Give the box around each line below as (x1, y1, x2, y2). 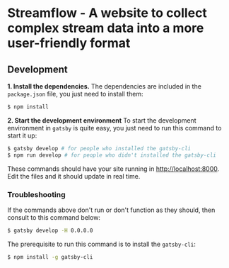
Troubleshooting (7, 189, 66, 199)
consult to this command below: (7, 213, 101, 221)
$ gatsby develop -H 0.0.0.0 (7, 227, 93, 234)
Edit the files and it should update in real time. (7, 172, 141, 180)
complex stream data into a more (7, 20, 204, 36)
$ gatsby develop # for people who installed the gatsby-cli (7, 145, 192, 152)
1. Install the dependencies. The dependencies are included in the (7, 82, 201, 90)
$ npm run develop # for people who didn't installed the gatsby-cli (7, 151, 217, 159)
